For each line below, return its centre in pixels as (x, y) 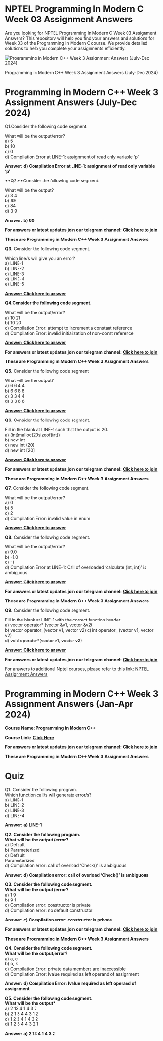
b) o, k (11, 963)
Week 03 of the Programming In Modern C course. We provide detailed (76, 43)
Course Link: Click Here (30, 737)
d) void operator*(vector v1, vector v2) (44, 641)
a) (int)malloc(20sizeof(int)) (33, 435)
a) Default (15, 844)
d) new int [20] (20, 450)
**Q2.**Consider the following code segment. (52, 180)
